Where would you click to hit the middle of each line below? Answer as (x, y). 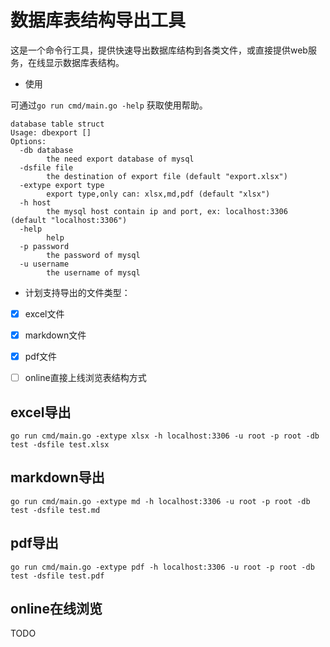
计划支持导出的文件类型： (77, 292)
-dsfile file (46, 167)
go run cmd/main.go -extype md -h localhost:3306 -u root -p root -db (160, 501)
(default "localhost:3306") (69, 220)
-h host (35, 202)
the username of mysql (93, 272)
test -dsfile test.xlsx (60, 445)
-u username (44, 264)
